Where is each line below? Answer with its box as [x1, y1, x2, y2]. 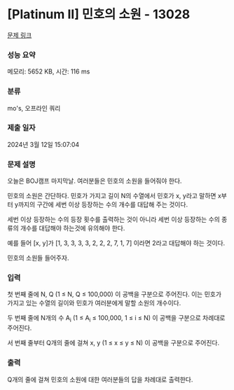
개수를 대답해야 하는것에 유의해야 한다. [20, 224, 125, 232]
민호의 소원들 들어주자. [7, 253, 69, 263]
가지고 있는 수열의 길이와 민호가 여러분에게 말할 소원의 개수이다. [7, 299, 181, 307]
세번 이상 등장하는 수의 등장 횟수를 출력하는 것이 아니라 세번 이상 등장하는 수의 [7, 215, 221, 224]
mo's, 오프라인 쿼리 [7, 104, 61, 112]
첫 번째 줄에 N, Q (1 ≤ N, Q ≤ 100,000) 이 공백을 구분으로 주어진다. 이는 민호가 [7, 290, 222, 298]
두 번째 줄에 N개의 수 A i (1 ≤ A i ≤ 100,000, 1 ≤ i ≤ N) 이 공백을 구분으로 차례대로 [7, 314, 226, 324]
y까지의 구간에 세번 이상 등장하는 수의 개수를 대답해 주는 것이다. [14, 200, 188, 209]
